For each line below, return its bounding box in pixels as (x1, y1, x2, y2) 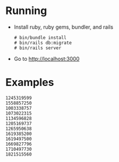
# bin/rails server (13, 45, 62, 51)
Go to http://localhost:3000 (13, 55, 80, 62)
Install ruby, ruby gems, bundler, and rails (13, 23, 114, 30)
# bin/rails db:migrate (13, 40, 72, 46)
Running (5, 4, 47, 18)
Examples (5, 76, 54, 89)
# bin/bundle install (13, 35, 66, 40)
